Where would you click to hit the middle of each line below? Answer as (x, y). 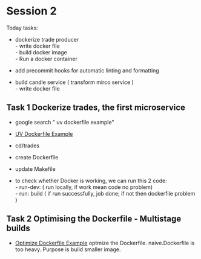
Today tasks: (22, 28)
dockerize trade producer (47, 39)
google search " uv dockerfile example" (64, 122)
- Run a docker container (46, 59)
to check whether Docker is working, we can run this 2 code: (91, 181)
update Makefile (35, 169)
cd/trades (27, 145)
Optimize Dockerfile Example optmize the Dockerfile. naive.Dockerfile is (105, 243)
